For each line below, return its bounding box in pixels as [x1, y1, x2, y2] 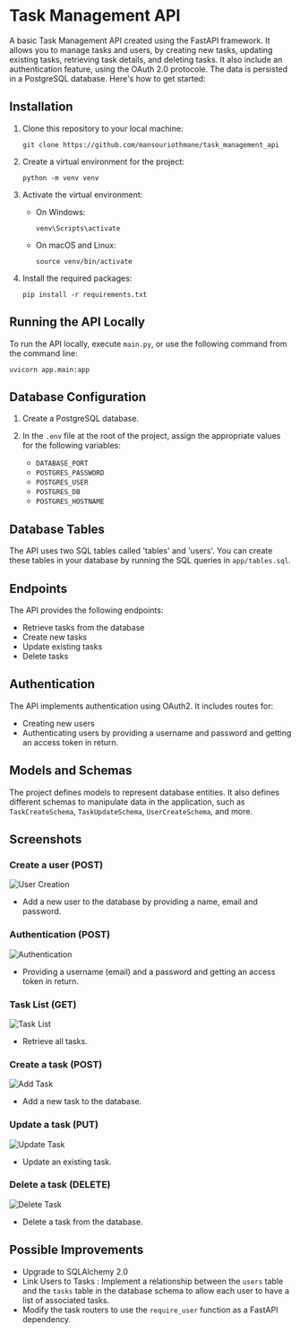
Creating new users [21, 718, 96, 728]
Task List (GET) [9, 998, 77, 1010]
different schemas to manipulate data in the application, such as [9, 796, 245, 807]
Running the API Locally [9, 315, 146, 330]
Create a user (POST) [9, 858, 104, 871]
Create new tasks [21, 632, 88, 642]
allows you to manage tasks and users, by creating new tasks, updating [9, 44, 273, 55]
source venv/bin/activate [35, 257, 133, 266]
